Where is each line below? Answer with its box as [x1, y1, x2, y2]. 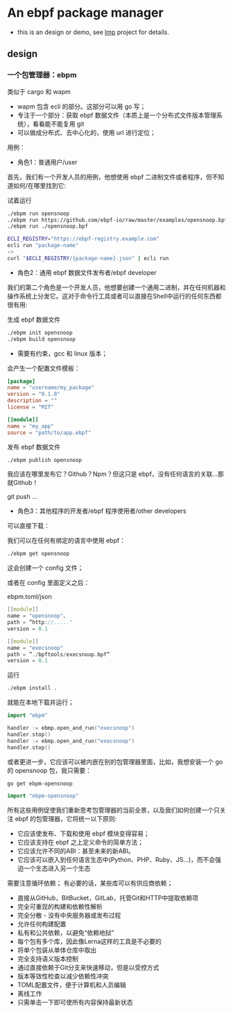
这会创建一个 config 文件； [7, 564, 84, 572]
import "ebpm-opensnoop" [7, 792, 79, 799]
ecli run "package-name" [7, 242, 79, 249]
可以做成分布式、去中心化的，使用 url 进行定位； [17, 128, 156, 136]
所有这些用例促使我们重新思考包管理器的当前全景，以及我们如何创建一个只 [7, 806, 220, 815]
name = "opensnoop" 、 [7, 612, 69, 620]
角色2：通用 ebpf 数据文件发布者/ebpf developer [17, 268, 157, 276]
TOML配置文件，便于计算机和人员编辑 [17, 981, 126, 989]
